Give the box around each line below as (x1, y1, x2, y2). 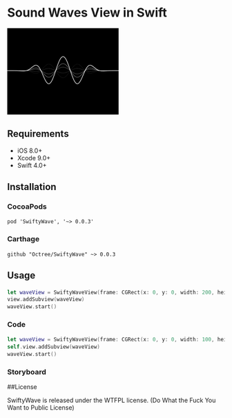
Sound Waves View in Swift (7, 5, 168, 21)
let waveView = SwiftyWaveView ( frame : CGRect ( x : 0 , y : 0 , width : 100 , (7, 336, 215, 343)
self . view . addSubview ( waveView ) (7, 343, 100, 350)
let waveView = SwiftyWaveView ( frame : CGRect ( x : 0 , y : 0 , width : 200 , (7, 289, 215, 296)
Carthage (7, 234, 40, 244)
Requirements (7, 128, 69, 140)
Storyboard (7, 368, 46, 377)
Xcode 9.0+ (17, 153, 51, 162)
